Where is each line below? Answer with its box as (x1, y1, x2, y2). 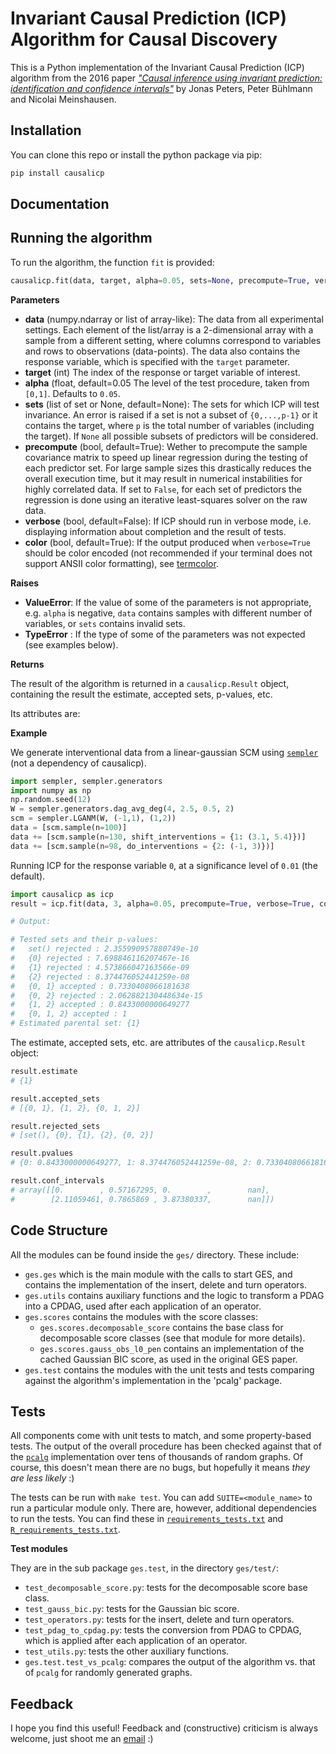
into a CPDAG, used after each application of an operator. (24, 1300, 262, 1312)
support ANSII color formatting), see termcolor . (24, 557, 219, 569)
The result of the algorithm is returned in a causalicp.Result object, (10, 677, 290, 689)
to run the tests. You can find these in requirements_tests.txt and (10, 1513, 284, 1525)
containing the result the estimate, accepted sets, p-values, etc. (10, 688, 273, 700)
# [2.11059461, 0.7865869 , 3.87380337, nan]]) (10, 1194, 275, 1204)
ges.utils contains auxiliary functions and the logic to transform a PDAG (24, 1289, 325, 1301)
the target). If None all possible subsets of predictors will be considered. (24, 430, 319, 442)
